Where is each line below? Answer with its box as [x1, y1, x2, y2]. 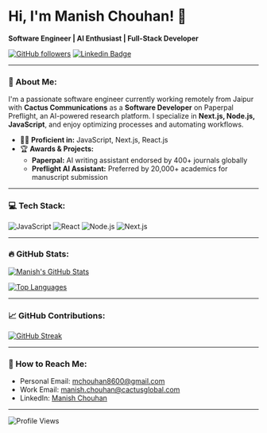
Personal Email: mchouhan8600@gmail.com [19, 376, 165, 386]
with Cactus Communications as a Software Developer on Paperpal [8, 103, 234, 112]
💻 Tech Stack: [8, 201, 66, 212]
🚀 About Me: [8, 76, 57, 87]
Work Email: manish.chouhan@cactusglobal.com [19, 385, 180, 395]
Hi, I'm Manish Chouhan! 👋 [8, 7, 187, 25]
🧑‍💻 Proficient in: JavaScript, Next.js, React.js [19, 135, 168, 145]
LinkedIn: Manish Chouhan [19, 393, 107, 403]
